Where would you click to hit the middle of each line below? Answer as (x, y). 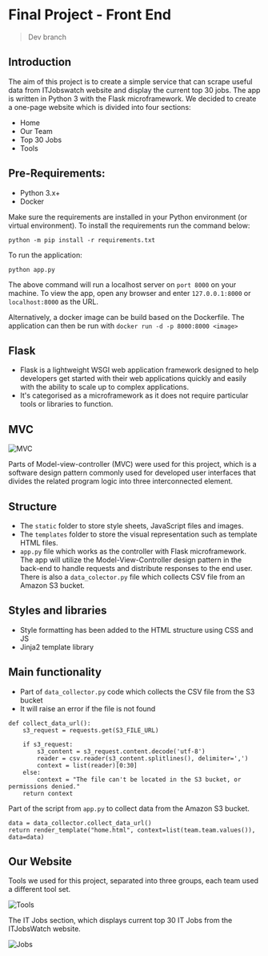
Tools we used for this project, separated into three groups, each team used (133, 881)
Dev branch (47, 37)
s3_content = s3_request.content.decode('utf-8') (121, 751)
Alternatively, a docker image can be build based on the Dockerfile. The (126, 317)
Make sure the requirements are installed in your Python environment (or (128, 217)
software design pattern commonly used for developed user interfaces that (132, 473)
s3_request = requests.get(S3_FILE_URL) (91, 730)
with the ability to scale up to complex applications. (104, 387)
